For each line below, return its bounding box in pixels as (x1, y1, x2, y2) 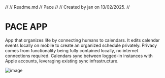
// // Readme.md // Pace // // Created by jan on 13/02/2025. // (5, 4, 130, 10)
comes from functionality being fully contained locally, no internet (5, 47, 139, 53)
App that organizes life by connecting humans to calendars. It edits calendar (5, 37, 160, 43)
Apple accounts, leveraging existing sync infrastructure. (5, 58, 119, 64)
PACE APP (5, 21, 48, 32)
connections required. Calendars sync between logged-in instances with (5, 53, 153, 58)
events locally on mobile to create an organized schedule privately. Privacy (5, 42, 157, 48)
